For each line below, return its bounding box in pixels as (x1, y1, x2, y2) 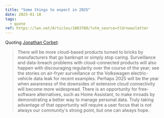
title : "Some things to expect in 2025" (5, 7, 91, 12)
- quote (9, 21, 26, 26)
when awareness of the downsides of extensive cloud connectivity (17, 81, 155, 87)
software (17, 92, 36, 98)
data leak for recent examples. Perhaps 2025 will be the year (33, 76, 159, 82)
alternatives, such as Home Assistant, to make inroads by (36, 92, 155, 98)
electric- (130, 70, 148, 76)
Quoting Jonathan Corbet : (5, 39, 59, 45)
